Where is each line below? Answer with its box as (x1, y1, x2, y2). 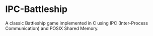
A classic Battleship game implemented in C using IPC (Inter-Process (5, 20, 148, 26)
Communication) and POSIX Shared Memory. (5, 25, 99, 31)
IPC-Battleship (5, 3, 68, 15)
